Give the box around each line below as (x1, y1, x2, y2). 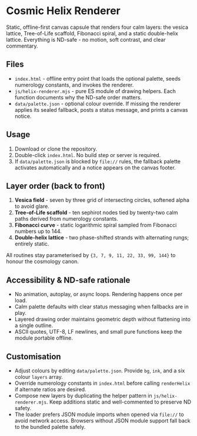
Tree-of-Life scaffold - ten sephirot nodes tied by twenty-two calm (14, 209, 178, 216)
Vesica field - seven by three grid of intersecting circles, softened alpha (14, 197, 190, 204)
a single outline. (14, 322, 54, 329)
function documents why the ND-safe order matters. (14, 94, 142, 101)
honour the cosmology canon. (6, 258, 79, 265)
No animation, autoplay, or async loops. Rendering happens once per (14, 291, 183, 298)
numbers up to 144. (14, 228, 62, 235)
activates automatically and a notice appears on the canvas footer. (14, 164, 176, 171)
